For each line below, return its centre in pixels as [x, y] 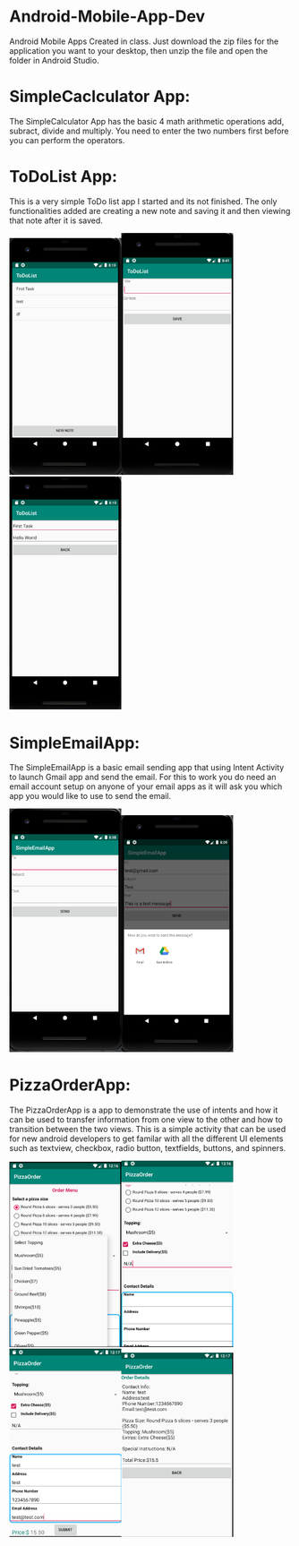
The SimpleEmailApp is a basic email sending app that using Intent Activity [147, 768]
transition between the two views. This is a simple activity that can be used [148, 1129]
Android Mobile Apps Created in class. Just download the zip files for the [144, 41]
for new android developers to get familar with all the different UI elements [146, 1138]
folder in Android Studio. [55, 60]
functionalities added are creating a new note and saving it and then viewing [150, 210]
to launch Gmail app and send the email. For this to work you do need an [143, 777]
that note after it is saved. [56, 220]
